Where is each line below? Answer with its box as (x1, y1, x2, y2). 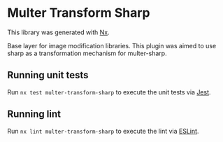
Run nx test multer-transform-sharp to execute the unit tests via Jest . (7, 87, 211, 96)
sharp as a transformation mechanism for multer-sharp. (7, 49, 167, 57)
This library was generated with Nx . (7, 28, 110, 36)
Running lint (7, 108, 62, 120)
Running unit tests (7, 69, 89, 81)
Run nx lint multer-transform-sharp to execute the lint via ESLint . (7, 127, 199, 135)
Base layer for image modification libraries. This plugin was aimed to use (7, 41, 217, 50)
